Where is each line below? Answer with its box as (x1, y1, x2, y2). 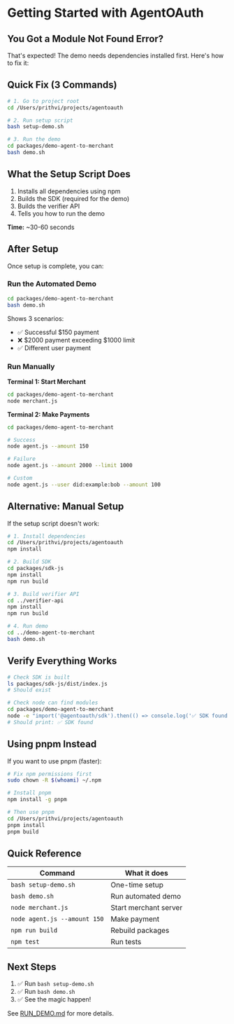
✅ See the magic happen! (17, 995, 92, 1004)
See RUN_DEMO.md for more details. (7, 1009, 114, 1018)
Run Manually (7, 361, 55, 371)
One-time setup (110, 880, 164, 890)
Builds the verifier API (17, 202, 80, 210)
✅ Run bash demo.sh (17, 988, 75, 996)
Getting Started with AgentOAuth (7, 5, 204, 21)
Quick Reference (7, 847, 82, 859)
